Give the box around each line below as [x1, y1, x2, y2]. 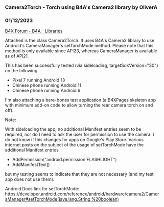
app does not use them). [5, 176, 55, 182]
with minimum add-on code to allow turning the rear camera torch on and [5, 102, 153, 108]
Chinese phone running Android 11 [12, 83, 82, 88]
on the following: [5, 68, 39, 74]
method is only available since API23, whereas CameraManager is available [5, 48, 158, 54]
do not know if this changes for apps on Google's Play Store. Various [5, 137, 144, 143]
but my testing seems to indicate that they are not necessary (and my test [5, 171, 154, 177]
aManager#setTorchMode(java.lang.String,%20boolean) [5, 196, 119, 202]
